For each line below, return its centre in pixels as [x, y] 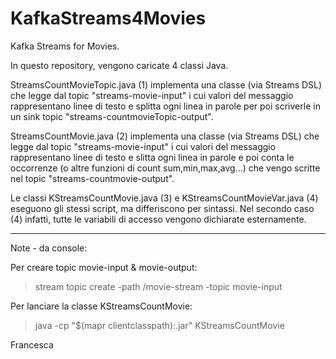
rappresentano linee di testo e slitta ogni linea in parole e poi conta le [152, 157]
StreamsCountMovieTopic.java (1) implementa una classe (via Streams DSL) [166, 84]
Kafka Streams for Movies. [65, 46]
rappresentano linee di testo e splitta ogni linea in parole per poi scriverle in [165, 106]
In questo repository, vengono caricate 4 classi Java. [119, 65]
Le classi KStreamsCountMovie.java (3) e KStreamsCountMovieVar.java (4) [164, 198]
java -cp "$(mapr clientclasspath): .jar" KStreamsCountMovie [159, 325]
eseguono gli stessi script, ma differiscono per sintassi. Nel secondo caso [162, 208]
